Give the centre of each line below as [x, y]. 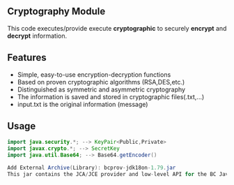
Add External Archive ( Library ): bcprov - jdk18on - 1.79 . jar [92, 168]
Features [27, 58]
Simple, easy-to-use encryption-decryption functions [94, 74]
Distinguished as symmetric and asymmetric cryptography [101, 89]
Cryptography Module [56, 12]
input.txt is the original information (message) [83, 104]
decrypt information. [37, 36]
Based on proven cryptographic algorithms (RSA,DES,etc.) [101, 82]
